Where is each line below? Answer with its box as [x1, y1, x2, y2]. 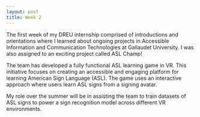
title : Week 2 [6, 14, 42, 20]
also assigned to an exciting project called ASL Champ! [6, 50, 142, 57]
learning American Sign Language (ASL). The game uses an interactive [6, 74, 182, 82]
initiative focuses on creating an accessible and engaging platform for [6, 68, 179, 75]
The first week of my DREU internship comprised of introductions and [6, 31, 178, 38]
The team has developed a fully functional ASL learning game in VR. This [6, 61, 187, 69]
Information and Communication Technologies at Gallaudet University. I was [6, 43, 194, 51]
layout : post [6, 8, 39, 15]
